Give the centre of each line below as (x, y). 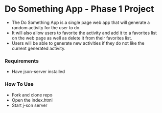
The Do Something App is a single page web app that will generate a (81, 22)
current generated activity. (38, 48)
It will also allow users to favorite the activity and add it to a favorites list (84, 33)
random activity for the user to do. (46, 27)
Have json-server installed (38, 72)
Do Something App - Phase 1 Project (79, 9)
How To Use (19, 84)
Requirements (22, 61)
